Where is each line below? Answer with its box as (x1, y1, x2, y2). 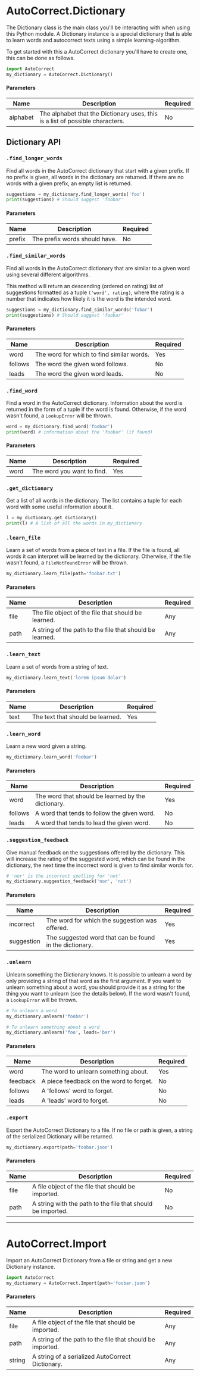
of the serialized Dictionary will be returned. (6, 1132, 114, 1140)
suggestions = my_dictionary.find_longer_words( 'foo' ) (6, 191, 145, 197)
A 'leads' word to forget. (41, 1097, 109, 1105)
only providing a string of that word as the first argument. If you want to (6, 977, 182, 984)
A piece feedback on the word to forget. (41, 1077, 153, 1085)
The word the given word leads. (35, 369, 124, 377)
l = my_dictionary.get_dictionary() (6, 515, 97, 521)
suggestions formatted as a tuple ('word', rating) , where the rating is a (6, 289, 185, 296)
